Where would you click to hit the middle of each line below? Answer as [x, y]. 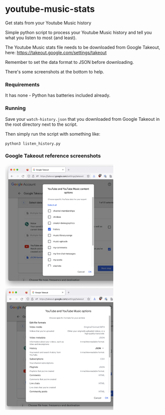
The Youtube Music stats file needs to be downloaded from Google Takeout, [83, 47]
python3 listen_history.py [33, 144]
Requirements [22, 84]
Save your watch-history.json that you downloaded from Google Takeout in [82, 119]
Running [16, 108]
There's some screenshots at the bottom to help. [55, 72]
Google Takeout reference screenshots [53, 156]
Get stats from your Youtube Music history [48, 23]
